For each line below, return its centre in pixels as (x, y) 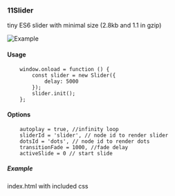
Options (19, 115)
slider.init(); (54, 93)
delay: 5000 (61, 81)
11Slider (20, 10)
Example (20, 168)
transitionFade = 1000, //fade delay (74, 147)
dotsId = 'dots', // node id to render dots (85, 141)
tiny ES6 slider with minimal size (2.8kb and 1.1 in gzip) (84, 26)
